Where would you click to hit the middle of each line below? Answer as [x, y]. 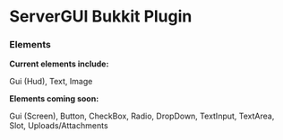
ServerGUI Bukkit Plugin [101, 17]
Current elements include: [59, 64]
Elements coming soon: [54, 99]
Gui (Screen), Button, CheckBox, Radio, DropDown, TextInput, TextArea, [142, 116]
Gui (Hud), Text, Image [51, 82]
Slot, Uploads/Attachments [59, 126]
